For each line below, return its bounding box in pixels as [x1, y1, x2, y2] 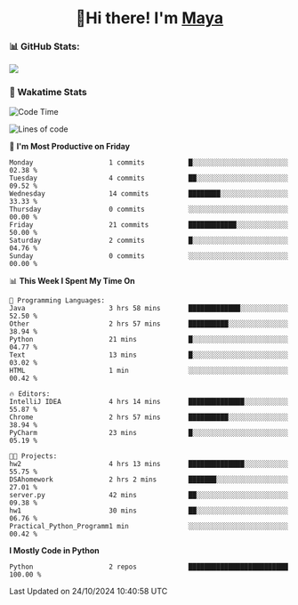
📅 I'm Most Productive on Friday [9, 141, 131, 151]
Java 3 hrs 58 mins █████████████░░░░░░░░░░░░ [9, 303, 289, 312]
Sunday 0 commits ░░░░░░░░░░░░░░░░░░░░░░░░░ [9, 251, 289, 261]
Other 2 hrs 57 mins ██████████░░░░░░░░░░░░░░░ [9, 319, 289, 328]
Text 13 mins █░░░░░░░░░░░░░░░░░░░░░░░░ [9, 351, 289, 359]
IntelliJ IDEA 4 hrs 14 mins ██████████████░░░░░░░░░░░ [9, 397, 289, 406]
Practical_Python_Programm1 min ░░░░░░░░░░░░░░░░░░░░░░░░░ [9, 521, 289, 530]
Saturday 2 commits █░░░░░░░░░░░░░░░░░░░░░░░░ [9, 236, 289, 245]
